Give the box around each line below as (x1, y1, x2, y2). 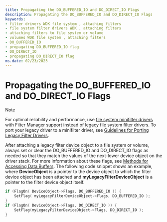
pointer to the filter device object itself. (5, 179, 85, 185)
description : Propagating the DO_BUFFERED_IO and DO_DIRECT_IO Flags (5, 12, 153, 17)
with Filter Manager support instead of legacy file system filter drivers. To (5, 122, 156, 128)
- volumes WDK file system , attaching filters (5, 35, 106, 40)
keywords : (5, 16, 26, 21)
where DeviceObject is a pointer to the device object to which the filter (5, 169, 151, 175)
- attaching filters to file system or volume (5, 30, 104, 35)
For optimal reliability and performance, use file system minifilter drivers (5, 117, 153, 123)
